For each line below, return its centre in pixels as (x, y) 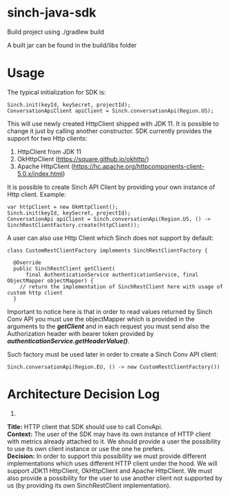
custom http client (35, 292)
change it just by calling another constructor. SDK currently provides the (109, 131)
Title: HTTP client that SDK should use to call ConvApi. (85, 426)
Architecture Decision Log (84, 394)
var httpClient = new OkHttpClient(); (63, 207)
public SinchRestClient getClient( (64, 268)
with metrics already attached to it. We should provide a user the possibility (114, 441)
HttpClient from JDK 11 (49, 151)
